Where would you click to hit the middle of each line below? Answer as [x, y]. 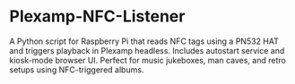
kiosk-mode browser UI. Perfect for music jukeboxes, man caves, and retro [148, 60]
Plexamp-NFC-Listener [97, 17]
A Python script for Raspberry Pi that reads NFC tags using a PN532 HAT [144, 41]
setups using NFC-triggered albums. [77, 70]
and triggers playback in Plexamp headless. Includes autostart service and [147, 50]
